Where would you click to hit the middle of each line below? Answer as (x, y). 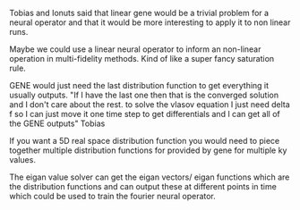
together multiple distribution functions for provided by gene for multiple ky (148, 150)
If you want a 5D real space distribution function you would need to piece (145, 141)
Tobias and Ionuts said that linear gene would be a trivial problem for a (139, 13)
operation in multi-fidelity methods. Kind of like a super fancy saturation (142, 59)
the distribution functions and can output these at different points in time (143, 186)
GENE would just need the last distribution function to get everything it (139, 85)
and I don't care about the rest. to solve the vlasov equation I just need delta (150, 105)
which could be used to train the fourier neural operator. (113, 196)
